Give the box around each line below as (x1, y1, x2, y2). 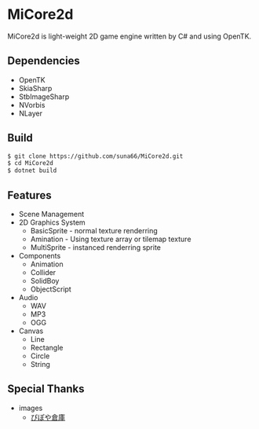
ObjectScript (30, 284, 71, 294)
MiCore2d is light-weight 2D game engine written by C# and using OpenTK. (7, 31, 252, 41)
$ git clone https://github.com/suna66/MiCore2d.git (7, 152, 184, 160)
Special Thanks (7, 383, 85, 396)
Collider (30, 268, 57, 277)
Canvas (18, 326, 44, 335)
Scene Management (18, 210, 84, 218)
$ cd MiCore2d (7, 159, 54, 167)
